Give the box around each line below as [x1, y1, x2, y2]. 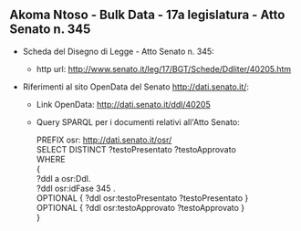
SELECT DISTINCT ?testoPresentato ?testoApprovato [36, 143, 237, 154]
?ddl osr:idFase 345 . [36, 183, 116, 194]
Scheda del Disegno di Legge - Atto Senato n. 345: [22, 46, 214, 57]
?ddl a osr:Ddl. [36, 173, 91, 184]
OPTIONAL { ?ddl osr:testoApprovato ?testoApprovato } [36, 202, 245, 213]
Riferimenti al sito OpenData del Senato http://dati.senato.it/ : [22, 81, 249, 92]
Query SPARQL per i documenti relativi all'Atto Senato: [36, 116, 240, 127]
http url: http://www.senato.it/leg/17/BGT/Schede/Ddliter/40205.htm [36, 63, 292, 74]
